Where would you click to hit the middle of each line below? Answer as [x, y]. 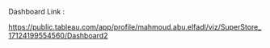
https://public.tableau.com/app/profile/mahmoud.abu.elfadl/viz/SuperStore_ [135, 27]
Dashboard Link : [37, 12]
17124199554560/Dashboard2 [58, 36]
